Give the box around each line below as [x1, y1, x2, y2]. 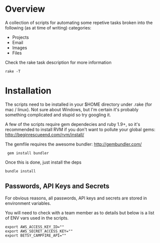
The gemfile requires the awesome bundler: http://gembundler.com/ [5, 141, 142, 147]
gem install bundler [7, 150, 49, 155]
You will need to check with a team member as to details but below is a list [5, 210, 155, 216]
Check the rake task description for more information [5, 59, 112, 65]
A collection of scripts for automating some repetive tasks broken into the [5, 20, 153, 25]
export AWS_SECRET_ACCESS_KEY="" [5, 229, 73, 234]
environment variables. [5, 200, 51, 206]
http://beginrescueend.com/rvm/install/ [5, 131, 84, 138]
